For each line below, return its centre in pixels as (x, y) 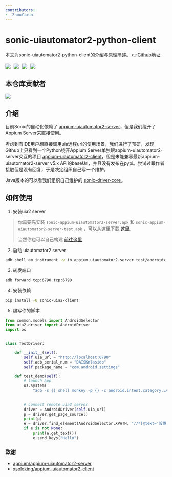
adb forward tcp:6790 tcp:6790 (39, 280)
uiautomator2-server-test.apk (50, 229)
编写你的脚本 (26, 310)
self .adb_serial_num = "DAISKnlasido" (65, 362)
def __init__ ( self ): (36, 353)
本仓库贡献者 (26, 84)
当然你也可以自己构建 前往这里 (50, 239)
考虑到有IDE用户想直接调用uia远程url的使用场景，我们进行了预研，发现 (80, 144)
